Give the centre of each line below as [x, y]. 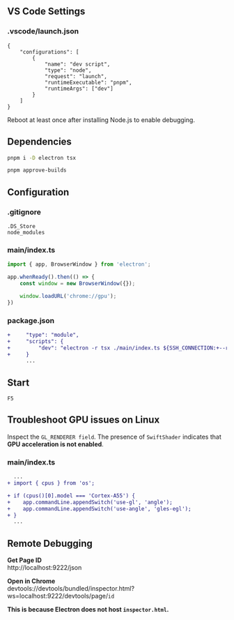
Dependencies [39, 142]
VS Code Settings [46, 12]
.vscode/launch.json [43, 31]
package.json [31, 320]
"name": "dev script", [77, 64]
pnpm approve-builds [37, 170]
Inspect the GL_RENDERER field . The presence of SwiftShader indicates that [114, 437]
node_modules [26, 232]
